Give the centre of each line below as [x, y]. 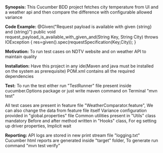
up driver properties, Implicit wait [38, 126]
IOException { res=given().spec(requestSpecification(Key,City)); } [71, 42]
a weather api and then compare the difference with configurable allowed [79, 12]
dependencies [19, 76]
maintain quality [21, 57]
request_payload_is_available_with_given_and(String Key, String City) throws [82, 37]
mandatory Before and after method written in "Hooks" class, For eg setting [81, 121]
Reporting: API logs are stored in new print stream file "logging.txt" [72, 135]
